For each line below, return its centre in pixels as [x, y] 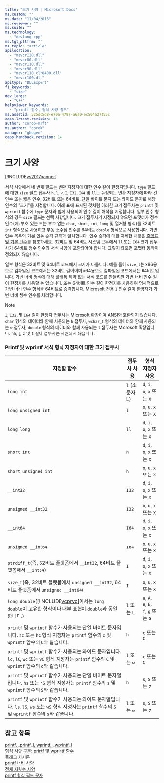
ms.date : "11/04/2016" [28, 19]
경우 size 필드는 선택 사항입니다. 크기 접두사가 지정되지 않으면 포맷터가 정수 [86, 217]
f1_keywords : [18, 87]
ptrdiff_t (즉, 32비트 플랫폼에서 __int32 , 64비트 [61, 563]
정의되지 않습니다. [22, 254]
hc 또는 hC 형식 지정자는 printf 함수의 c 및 [65, 635]
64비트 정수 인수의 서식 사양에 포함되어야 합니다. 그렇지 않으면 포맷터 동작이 [86, 248]
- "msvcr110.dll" [27, 64]
